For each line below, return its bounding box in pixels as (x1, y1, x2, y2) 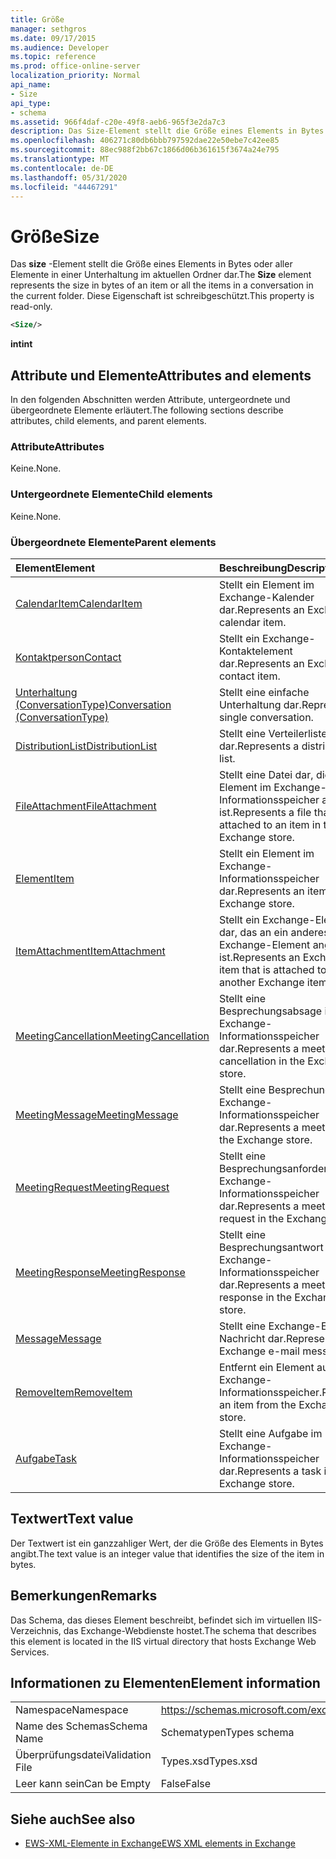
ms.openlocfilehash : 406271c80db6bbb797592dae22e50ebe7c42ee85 (10, 136, 280, 146)
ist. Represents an (218, 950, 301, 964)
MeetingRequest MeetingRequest (15, 1180, 170, 1194)
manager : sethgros (10, 24, 87, 34)
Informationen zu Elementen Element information (10, 1674, 321, 1691)
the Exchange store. (218, 1132, 313, 1146)
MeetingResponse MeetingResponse (15, 1265, 186, 1279)
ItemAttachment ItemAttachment (15, 944, 166, 958)
